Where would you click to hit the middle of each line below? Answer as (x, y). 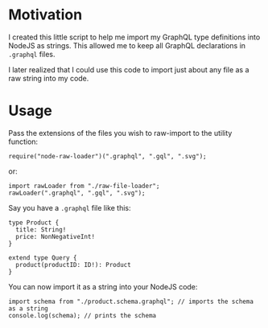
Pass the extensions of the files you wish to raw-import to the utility (120, 133)
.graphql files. (32, 54)
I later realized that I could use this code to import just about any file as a (129, 69)
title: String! (41, 230)
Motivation (45, 15)
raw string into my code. (49, 78)
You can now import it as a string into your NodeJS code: (103, 286)
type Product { (34, 223)
